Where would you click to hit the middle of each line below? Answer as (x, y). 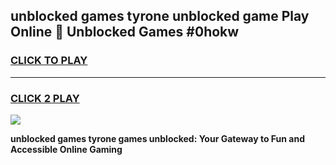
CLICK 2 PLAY (45, 98)
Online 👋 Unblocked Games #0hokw (125, 32)
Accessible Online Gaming (66, 149)
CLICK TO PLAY (49, 61)
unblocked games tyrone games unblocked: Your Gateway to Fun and (158, 138)
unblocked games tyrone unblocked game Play (160, 16)
